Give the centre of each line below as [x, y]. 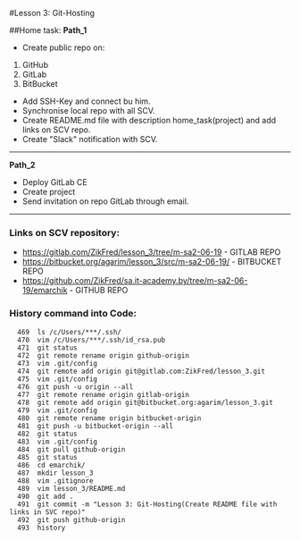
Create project [49, 192]
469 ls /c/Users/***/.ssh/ [70, 332]
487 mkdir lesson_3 [55, 473]
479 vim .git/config [58, 410]
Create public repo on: [63, 47]
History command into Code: [73, 314]
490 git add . [46, 496]
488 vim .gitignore [55, 481]
